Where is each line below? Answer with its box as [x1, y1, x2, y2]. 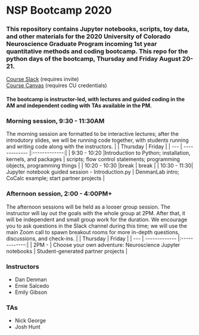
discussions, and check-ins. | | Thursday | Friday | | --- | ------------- [6, 235, 177, 242]
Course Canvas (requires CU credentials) [6, 82, 107, 89]
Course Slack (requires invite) [6, 76, 79, 83]
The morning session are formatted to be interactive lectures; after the [6, 131, 179, 138]
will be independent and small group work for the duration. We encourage [6, 216, 188, 223]
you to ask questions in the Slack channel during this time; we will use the [6, 222, 188, 229]
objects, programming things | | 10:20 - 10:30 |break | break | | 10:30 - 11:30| [6, 162, 194, 169]
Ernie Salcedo [14, 282, 49, 289]
